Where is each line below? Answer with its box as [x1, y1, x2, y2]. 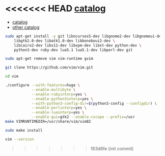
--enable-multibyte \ [31, 87, 76, 92]
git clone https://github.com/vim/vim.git [5, 65, 93, 70]
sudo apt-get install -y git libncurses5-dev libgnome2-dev [5, 34, 131, 39]
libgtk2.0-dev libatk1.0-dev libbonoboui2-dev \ [14, 38, 115, 43]
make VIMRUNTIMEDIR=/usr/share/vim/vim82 [5, 119, 91, 124]
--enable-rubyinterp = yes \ [31, 91, 87, 97]
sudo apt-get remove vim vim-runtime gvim [5, 56, 93, 61]
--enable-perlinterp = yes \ [31, 106, 87, 111]
